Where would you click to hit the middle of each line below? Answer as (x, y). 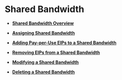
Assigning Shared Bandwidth (44, 33)
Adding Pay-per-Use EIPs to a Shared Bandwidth (64, 43)
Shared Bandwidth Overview (43, 23)
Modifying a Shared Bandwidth (45, 62)
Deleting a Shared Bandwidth (44, 72)
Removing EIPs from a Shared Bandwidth (56, 52)
